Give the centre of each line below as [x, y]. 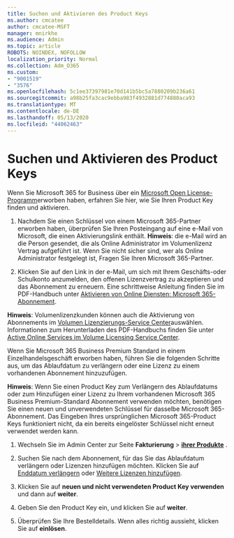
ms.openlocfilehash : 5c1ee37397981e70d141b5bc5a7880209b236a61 [101, 92]
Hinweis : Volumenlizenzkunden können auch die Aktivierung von [101, 315]
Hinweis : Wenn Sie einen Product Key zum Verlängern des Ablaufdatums [112, 387]
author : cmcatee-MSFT [39, 27]
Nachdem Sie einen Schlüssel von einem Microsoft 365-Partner [109, 221]
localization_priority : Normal [53, 59]
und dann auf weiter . [47, 494]
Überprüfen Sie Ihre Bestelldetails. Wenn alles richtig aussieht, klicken [118, 521]
